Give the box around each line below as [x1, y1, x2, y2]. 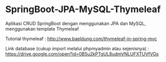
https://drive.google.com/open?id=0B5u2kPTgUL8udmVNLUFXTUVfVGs [5, 51, 159, 57]
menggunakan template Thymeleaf [5, 25, 79, 32]
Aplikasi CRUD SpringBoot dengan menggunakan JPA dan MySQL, [5, 20, 146, 26]
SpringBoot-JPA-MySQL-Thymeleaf [5, 4, 161, 15]
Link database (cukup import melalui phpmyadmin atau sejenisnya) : [5, 45, 150, 51]
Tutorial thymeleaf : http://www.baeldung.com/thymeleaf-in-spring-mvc [5, 36, 157, 42]
